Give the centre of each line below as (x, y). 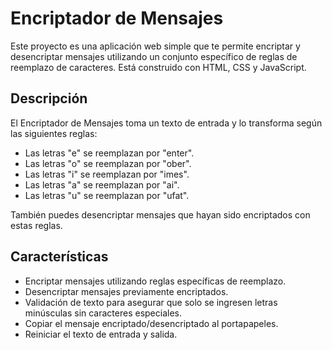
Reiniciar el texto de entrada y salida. (101, 334)
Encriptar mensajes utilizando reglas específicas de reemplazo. (155, 281)
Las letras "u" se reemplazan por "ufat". (107, 195)
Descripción (49, 98)
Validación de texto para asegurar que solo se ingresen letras (151, 302)
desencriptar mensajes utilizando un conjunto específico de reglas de (154, 56)
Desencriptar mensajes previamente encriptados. (126, 291)
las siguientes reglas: (54, 133)
